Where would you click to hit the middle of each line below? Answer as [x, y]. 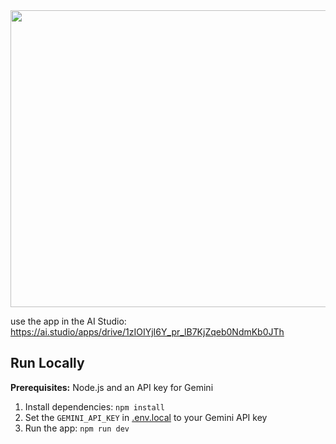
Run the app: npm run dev [77, 428]
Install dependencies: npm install [94, 406]
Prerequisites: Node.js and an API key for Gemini [112, 387]
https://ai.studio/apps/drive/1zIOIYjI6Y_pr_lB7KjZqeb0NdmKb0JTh [147, 332]
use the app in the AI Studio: [68, 321]
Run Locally [47, 363]
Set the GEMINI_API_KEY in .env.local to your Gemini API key [146, 417]
